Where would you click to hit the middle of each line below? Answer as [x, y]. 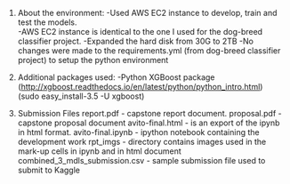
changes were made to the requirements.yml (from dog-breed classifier [149, 51]
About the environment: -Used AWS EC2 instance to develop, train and [147, 13]
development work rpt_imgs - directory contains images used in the [142, 142]
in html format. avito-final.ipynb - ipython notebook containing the [138, 132]
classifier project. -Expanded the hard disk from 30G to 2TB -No [135, 41]
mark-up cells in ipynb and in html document [100, 151]
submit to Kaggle [48, 170]
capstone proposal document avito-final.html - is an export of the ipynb [149, 123]
